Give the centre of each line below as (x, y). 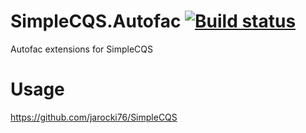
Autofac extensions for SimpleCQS (81, 49)
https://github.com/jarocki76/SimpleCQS (94, 117)
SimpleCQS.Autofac (96, 21)
